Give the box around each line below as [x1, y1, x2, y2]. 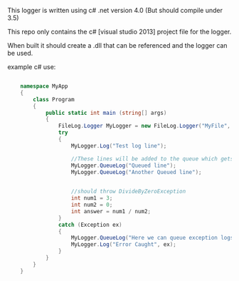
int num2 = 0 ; [70, 201, 113, 208]
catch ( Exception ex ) [58, 221, 122, 228]
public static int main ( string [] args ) [45, 109, 167, 116]
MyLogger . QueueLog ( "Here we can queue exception [70, 235, 218, 242]
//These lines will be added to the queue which [70, 155, 218, 163]
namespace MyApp [20, 83, 69, 90]
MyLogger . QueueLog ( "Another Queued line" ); [70, 168, 202, 175]
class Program [33, 96, 75, 103]
